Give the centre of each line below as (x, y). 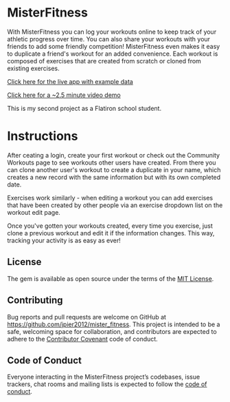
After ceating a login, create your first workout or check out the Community (114, 155)
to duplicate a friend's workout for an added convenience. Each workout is (113, 54)
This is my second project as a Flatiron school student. (84, 108)
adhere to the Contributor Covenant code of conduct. (82, 339)
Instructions (43, 136)
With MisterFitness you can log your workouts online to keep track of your (112, 32)
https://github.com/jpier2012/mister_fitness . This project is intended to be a (114, 324)
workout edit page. (34, 212)
